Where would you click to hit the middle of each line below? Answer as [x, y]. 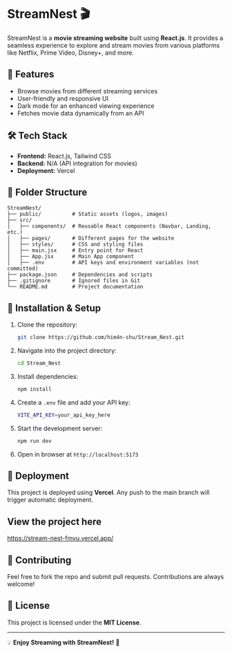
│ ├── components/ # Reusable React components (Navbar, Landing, [109, 226]
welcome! [21, 584]
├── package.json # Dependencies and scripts [80, 275]
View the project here [55, 521]
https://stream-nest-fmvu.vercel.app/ [60, 538]
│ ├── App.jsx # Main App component [71, 257]
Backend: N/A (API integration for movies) [77, 163]
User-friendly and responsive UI [63, 98]
